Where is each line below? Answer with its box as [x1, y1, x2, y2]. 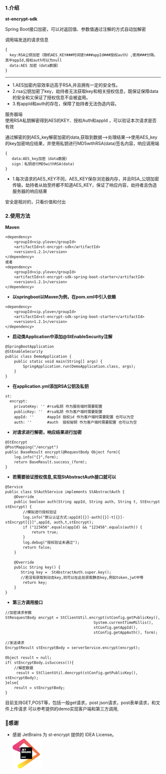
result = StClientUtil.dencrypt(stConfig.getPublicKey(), [16, 670, 138, 675]
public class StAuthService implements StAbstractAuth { [5, 489, 125, 494]
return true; [31, 530, 58, 535]
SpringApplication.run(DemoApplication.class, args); [23, 364, 136, 369]
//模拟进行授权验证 [23, 509, 57, 515]
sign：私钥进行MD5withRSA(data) [11, 161, 75, 167]
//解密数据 [14, 665, 34, 670]
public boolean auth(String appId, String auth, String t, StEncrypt [14, 499, 161, 504]
